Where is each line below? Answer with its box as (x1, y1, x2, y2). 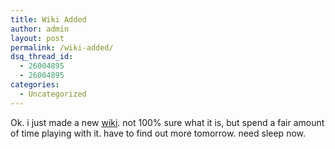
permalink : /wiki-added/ (10, 42, 114, 53)
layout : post (10, 33, 65, 43)
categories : (10, 80, 60, 90)
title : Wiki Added (10, 14, 87, 25)
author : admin (10, 24, 70, 34)
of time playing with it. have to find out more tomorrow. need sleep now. (10, 127, 307, 139)
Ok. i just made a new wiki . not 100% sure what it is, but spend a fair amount (10, 116, 325, 128)
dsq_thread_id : (10, 52, 74, 62)
